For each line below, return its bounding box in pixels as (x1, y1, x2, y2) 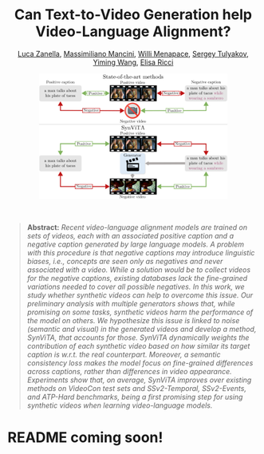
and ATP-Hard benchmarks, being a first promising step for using (26, 393, 243, 402)
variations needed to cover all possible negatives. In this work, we (26, 282, 245, 292)
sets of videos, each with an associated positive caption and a (26, 231, 234, 241)
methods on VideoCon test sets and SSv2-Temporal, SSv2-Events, (26, 384, 246, 393)
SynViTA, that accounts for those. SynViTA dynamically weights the (26, 333, 250, 342)
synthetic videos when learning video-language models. (26, 401, 213, 410)
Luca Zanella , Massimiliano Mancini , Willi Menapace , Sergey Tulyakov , (18, 49, 249, 58)
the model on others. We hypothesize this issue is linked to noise (26, 316, 240, 326)
